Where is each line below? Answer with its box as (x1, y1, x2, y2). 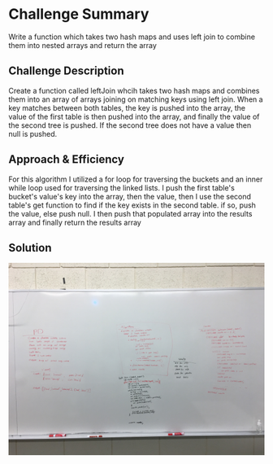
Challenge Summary (8, 5, 149, 24)
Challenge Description (8, 64, 124, 78)
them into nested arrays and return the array (8, 40, 157, 50)
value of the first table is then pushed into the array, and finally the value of (8, 112, 260, 121)
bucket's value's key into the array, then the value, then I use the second (8, 191, 252, 201)
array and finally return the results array (8, 217, 142, 227)
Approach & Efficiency (8, 152, 124, 167)
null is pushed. (8, 129, 58, 138)
